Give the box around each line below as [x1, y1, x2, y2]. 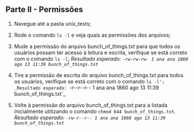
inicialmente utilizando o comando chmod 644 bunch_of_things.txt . [13, 107, 176, 114]
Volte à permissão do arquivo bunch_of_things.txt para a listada [13, 102, 168, 109]
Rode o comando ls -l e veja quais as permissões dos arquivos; [13, 32, 171, 39]
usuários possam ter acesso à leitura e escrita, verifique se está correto [13, 49, 188, 56]
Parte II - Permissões [5, 5, 83, 15]
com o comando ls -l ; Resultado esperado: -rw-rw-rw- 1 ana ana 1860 [13, 55, 189, 62]
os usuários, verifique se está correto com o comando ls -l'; [13, 78, 165, 85]
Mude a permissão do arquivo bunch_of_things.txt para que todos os [13, 43, 181, 50]
